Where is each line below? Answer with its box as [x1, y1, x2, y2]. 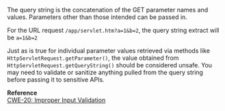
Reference [7, 89, 38, 97]
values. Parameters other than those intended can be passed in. [7, 13, 188, 21]
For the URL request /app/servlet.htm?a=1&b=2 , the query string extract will [7, 27, 220, 34]
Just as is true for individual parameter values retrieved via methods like [7, 47, 211, 54]
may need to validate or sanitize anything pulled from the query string [7, 68, 204, 76]
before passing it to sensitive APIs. [7, 76, 105, 84]
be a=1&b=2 [7, 33, 38, 42]
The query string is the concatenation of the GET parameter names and [7, 6, 209, 14]
